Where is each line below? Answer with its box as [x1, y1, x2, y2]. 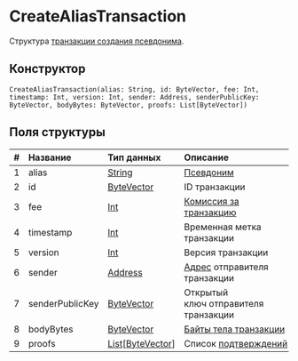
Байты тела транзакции [184, 323, 286, 335]
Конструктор [9, 61, 86, 76]
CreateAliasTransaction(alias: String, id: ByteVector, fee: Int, [9, 84, 260, 94]
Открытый [184, 286, 229, 299]
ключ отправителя [184, 297, 264, 309]
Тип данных [107, 151, 161, 164]
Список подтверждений [184, 337, 288, 349]
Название [27, 151, 72, 164]
